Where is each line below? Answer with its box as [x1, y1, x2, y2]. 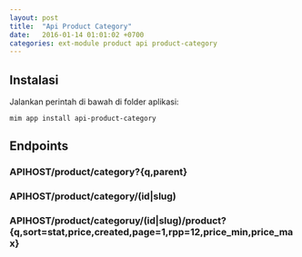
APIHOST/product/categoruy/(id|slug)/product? [9, 214, 227, 227]
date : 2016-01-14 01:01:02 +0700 [9, 30, 145, 39]
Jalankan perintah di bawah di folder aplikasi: [9, 96, 179, 107]
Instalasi [9, 72, 59, 87]
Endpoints [9, 138, 69, 154]
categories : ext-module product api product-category [9, 38, 218, 48]
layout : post [9, 13, 59, 23]
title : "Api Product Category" [9, 22, 132, 31]
